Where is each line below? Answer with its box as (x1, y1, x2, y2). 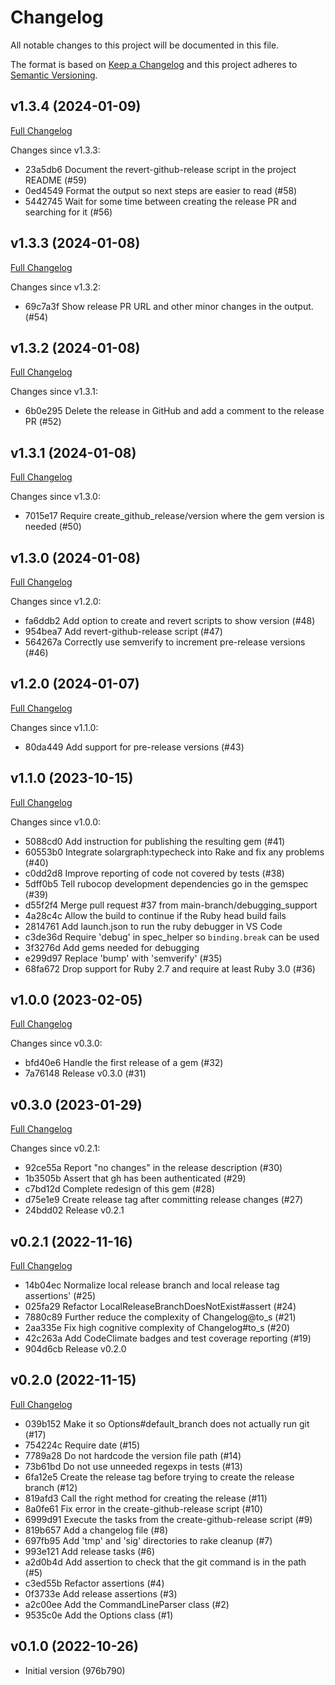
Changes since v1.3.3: (10, 144, 101, 156)
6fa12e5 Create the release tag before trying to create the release (24, 1471, 295, 1483)
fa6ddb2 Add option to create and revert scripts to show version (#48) (24, 615, 316, 626)
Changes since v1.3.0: (10, 491, 101, 503)
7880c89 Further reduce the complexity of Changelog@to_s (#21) (24, 1311, 297, 1323)
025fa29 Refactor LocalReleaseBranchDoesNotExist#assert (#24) (24, 1301, 297, 1313)
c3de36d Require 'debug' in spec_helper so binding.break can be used (24, 931, 320, 943)
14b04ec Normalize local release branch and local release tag (24, 1279, 280, 1291)
